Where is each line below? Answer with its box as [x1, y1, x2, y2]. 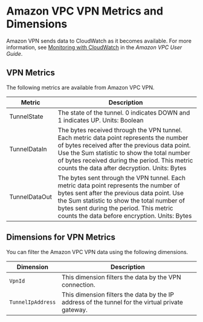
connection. [61, 280, 95, 289]
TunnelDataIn [9, 144, 47, 153]
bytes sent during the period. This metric [57, 204, 173, 212]
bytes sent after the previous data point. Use [57, 189, 184, 197]
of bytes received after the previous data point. [57, 141, 191, 149]
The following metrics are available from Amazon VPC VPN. [6, 84, 155, 91]
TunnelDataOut [9, 192, 53, 201]
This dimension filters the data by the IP [61, 290, 174, 298]
